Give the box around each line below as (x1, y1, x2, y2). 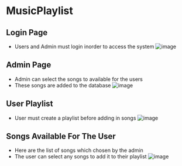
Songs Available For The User (6, 131, 116, 141)
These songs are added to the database (14, 82, 111, 89)
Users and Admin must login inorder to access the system (14, 43, 154, 50)
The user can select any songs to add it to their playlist (14, 153, 147, 160)
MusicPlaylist (6, 4, 73, 18)
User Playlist (6, 99, 53, 109)
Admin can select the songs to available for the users (14, 75, 143, 83)
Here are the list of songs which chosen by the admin (14, 147, 143, 154)
